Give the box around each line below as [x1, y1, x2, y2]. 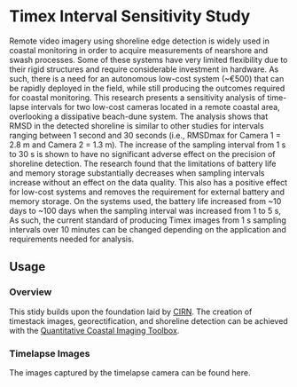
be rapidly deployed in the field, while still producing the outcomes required [9, 83, 285, 93]
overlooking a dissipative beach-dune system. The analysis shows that [9, 111, 269, 122]
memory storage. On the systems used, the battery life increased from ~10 [9, 195, 282, 206]
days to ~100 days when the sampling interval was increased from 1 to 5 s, [9, 205, 282, 216]
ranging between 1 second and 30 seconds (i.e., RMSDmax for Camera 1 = [9, 130, 281, 140]
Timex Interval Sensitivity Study [9, 6, 251, 27]
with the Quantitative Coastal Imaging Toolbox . [9, 325, 180, 336]
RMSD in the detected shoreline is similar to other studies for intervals [9, 120, 264, 130]
